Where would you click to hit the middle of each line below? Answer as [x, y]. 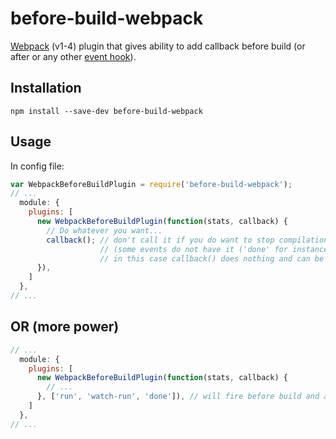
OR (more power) [65, 327]
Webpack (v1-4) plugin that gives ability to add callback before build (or [158, 46]
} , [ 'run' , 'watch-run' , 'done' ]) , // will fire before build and [178, 397]
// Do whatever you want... [104, 230]
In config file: [37, 166]
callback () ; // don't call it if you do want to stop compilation [187, 240]
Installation [46, 88]
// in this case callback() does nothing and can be [212, 258]
